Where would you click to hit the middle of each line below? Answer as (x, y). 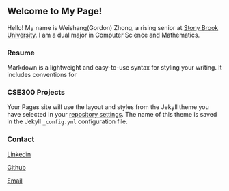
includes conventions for (42, 75)
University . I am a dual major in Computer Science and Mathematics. (104, 35)
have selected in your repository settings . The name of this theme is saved (112, 115)
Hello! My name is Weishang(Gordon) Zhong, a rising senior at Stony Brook (113, 27)
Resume (21, 53)
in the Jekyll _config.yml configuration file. (67, 121)
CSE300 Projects (36, 93)
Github (16, 167)
